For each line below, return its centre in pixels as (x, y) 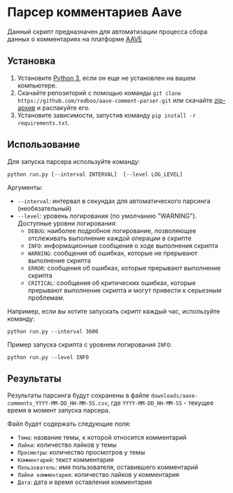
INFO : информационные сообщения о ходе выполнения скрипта (123, 245)
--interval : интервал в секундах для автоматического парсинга (114, 201)
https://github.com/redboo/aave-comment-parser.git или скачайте (115, 100)
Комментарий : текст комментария (65, 460)
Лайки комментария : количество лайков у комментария (98, 475)
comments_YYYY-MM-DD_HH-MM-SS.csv (58, 403)
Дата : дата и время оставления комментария (85, 482)
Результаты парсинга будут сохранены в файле (78, 396)
